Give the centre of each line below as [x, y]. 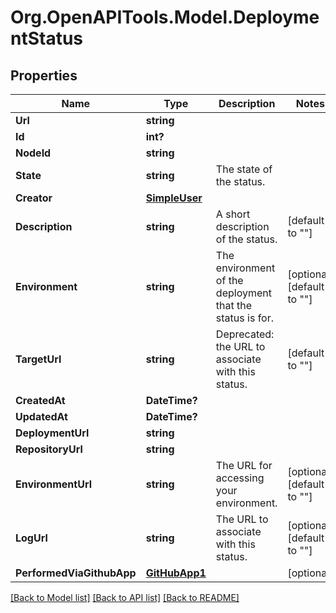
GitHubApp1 [176, 573]
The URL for [244, 465]
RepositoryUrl [49, 449]
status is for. [245, 318]
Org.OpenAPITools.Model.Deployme [165, 17]
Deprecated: [245, 334]
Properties [44, 75]
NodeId [33, 153]
